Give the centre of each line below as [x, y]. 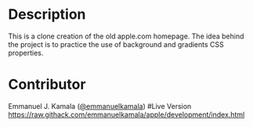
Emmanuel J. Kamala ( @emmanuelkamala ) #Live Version [100, 106]
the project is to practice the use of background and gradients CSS [116, 44]
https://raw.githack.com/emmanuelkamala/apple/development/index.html [127, 114]
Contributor [47, 85]
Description [47, 15]
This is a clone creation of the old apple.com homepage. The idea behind [126, 36]
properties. [26, 53]
